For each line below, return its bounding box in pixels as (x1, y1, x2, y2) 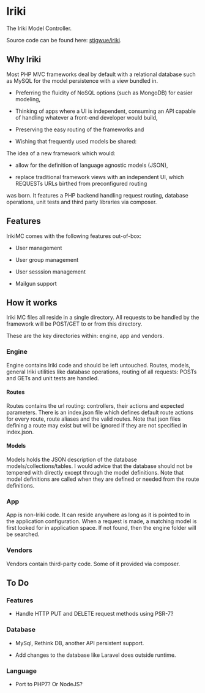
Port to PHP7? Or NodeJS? (15, 680, 83, 687)
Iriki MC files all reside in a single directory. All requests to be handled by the (6, 314, 199, 321)
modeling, (15, 95, 41, 102)
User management (15, 244, 62, 251)
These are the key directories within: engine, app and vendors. (6, 332, 164, 340)
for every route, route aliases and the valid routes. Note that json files (6, 415, 181, 423)
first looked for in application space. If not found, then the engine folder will (6, 524, 196, 532)
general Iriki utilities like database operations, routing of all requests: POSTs (6, 368, 197, 375)
